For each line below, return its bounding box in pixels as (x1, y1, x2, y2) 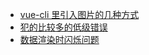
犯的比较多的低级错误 (19, 21, 108, 33)
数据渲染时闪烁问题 (19, 34, 100, 45)
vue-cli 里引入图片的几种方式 (19, 9, 140, 20)
